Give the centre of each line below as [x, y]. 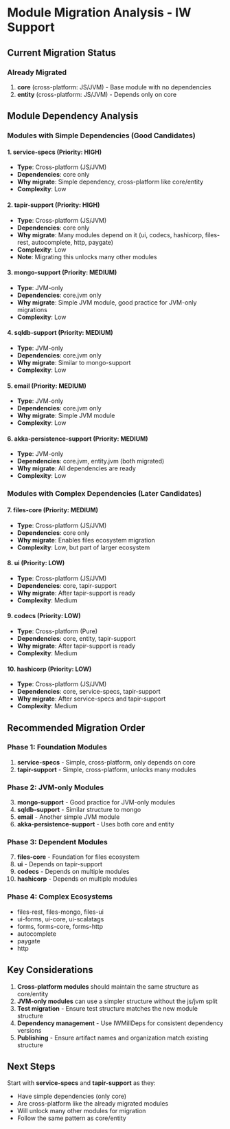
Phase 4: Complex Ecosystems [60, 897]
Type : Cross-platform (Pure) [57, 631]
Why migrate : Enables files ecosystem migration [86, 540]
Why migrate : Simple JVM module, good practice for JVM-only [107, 302]
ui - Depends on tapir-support [60, 864]
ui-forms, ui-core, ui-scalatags [60, 919]
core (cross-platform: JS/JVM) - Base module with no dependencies [114, 87]
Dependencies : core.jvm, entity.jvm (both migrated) [91, 461]
